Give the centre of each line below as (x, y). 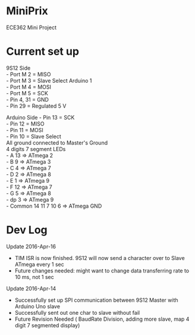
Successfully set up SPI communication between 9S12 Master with (96, 300)
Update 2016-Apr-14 (31, 288)
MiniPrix (27, 11)
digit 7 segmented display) (47, 325)
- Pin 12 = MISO (25, 124)
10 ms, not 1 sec (34, 277)
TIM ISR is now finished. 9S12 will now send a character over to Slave (100, 258)
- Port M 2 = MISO (29, 74)
